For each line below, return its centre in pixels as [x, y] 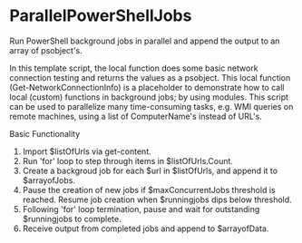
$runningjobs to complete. [72, 219]
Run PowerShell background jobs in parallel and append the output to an [145, 41]
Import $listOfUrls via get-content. [87, 151]
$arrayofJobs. [49, 180]
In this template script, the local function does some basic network [134, 68]
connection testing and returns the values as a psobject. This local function [150, 77]
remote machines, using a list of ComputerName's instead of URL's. [136, 116]
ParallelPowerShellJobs [101, 16]
